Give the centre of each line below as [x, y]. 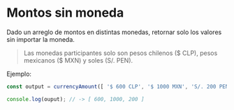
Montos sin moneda [65, 13]
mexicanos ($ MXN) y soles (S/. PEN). [78, 60]
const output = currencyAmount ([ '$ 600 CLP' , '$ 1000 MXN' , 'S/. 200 [111, 86]
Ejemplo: [19, 74]
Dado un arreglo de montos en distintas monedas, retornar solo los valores [114, 32]
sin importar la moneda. [41, 39]
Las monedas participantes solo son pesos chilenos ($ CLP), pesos [120, 53]
